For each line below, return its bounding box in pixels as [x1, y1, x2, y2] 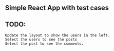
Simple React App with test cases [5, 4, 109, 12]
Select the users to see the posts [5, 37, 77, 42]
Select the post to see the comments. [5, 41, 84, 46]
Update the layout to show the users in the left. [5, 33, 110, 38]
